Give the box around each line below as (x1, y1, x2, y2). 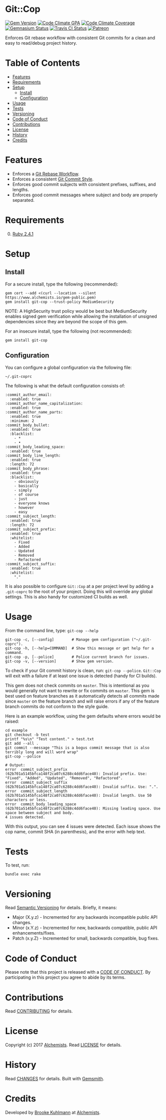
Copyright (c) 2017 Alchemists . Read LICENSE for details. (5, 1042, 122, 1048)
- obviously (14, 479, 39, 484)
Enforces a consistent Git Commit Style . (12, 176, 94, 182)
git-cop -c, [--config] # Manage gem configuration (5, 637, 130, 642)
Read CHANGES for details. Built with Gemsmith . (5, 1076, 105, 1082)
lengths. (12, 186, 29, 192)
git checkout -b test (5, 732, 50, 737)
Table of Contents (5, 58, 80, 69)
